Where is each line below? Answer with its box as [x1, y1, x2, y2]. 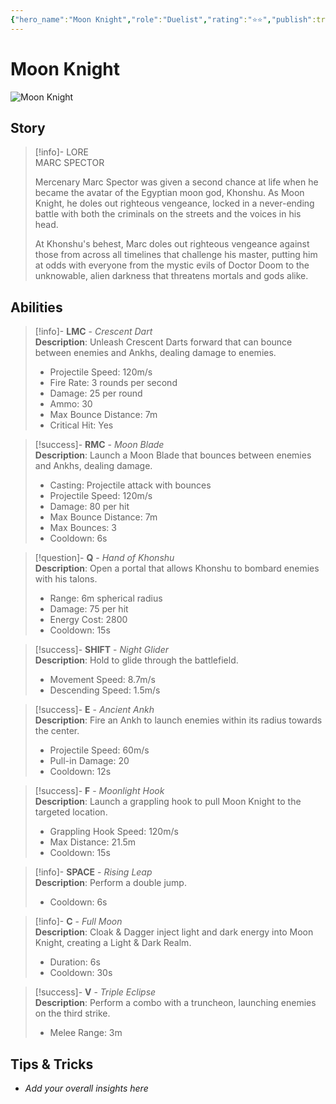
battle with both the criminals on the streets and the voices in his [34, 208, 302, 220]
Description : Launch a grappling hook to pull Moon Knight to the [34, 796, 302, 808]
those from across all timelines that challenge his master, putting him [34, 249, 318, 261]
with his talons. [34, 573, 98, 585]
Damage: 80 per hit [49, 501, 130, 513]
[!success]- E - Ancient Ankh [34, 704, 155, 716]
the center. [34, 725, 80, 737]
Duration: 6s [49, 956, 101, 968]
